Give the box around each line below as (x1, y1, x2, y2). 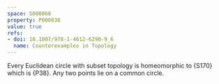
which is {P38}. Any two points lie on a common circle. (7, 69, 165, 77)
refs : (7, 29, 23, 37)
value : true (7, 23, 42, 30)
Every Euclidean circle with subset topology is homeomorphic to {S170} (7, 62, 213, 69)
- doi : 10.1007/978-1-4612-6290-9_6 (7, 36, 114, 43)
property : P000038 (7, 17, 61, 24)
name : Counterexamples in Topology (13, 42, 117, 49)
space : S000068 (7, 10, 52, 17)
